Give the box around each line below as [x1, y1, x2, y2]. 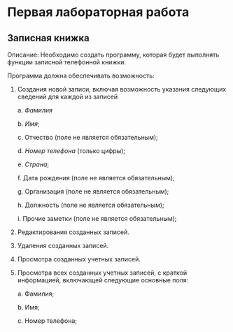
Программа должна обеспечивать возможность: [7, 71, 155, 80]
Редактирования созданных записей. [17, 228, 129, 236]
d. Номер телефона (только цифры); [17, 147, 126, 154]
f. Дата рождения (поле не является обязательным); [17, 174, 175, 182]
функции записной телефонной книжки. [7, 58, 127, 66]
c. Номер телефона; [17, 317, 78, 325]
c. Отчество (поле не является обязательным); [17, 133, 159, 141]
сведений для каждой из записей [17, 92, 118, 101]
